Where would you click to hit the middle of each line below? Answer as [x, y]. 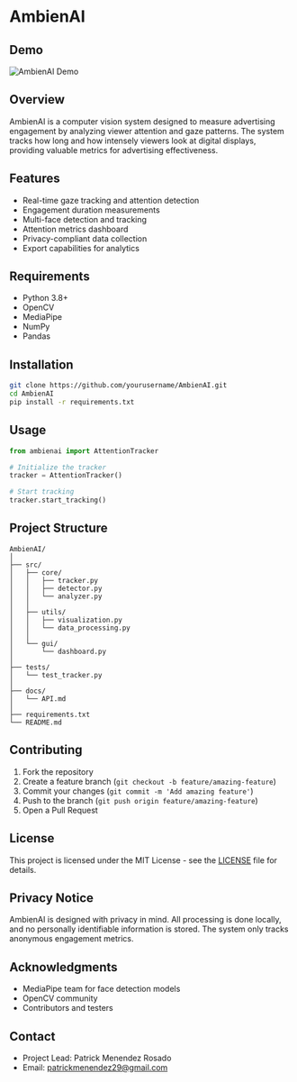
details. [23, 869]
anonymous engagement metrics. [72, 939]
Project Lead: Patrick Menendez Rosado [97, 1058]
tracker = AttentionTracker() [66, 476]
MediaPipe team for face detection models [101, 989]
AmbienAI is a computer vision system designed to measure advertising [143, 121]
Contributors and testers [68, 1008]
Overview [37, 100]
